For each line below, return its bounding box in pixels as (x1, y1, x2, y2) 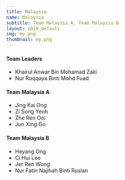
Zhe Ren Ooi (14, 114, 46, 121)
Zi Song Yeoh (14, 108, 48, 115)
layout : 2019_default (6, 25, 60, 32)
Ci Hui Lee (14, 154, 41, 161)
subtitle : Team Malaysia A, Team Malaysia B (6, 20, 119, 26)
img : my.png (6, 31, 36, 37)
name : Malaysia (6, 14, 44, 20)
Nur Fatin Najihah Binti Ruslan (14, 167, 89, 174)
